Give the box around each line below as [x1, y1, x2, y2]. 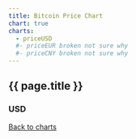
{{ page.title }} [8, 79, 83, 93]
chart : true [8, 19, 49, 27]
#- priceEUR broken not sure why [15, 42, 129, 50]
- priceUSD [15, 34, 53, 43]
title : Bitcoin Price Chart [8, 11, 104, 20]
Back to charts [8, 122, 57, 132]
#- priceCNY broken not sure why [15, 49, 129, 57]
